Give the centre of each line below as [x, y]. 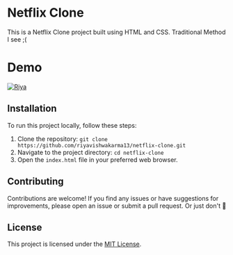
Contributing [35, 182]
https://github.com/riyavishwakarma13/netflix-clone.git [102, 145]
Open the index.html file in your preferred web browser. [98, 159]
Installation [32, 109]
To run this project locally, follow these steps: [72, 125]
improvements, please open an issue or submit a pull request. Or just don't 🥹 [117, 206]
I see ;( [17, 39]
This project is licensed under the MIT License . [74, 244]
